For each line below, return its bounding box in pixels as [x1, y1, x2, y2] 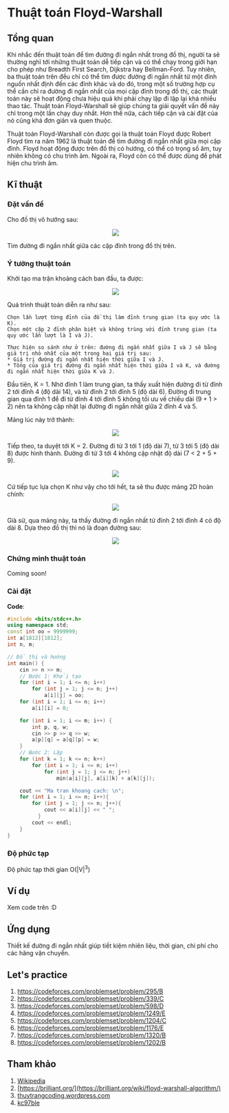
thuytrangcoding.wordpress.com [17, 1091, 111, 1099]
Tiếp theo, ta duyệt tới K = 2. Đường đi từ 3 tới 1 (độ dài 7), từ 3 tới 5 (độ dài [7, 441, 220, 450]
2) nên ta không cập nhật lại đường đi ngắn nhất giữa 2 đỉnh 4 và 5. [7, 402, 198, 410]
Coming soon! [7, 570, 47, 578]
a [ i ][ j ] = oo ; [43, 692, 85, 699]
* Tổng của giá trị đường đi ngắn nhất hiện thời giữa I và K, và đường [7, 362, 220, 369]
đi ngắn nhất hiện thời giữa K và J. [7, 368, 116, 375]
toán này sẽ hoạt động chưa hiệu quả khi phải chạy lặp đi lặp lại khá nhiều [7, 94, 217, 103]
